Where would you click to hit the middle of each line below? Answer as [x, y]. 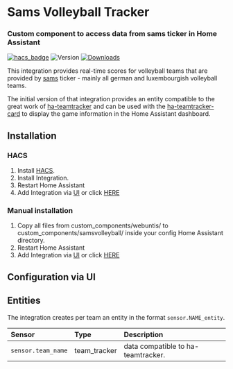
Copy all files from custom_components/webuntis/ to [93, 225]
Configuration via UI [51, 277]
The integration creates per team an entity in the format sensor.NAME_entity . [116, 317]
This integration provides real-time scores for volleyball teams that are [107, 71]
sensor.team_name [39, 350]
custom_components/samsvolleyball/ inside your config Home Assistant [120, 233]
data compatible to [154, 346]
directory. [31, 241]
